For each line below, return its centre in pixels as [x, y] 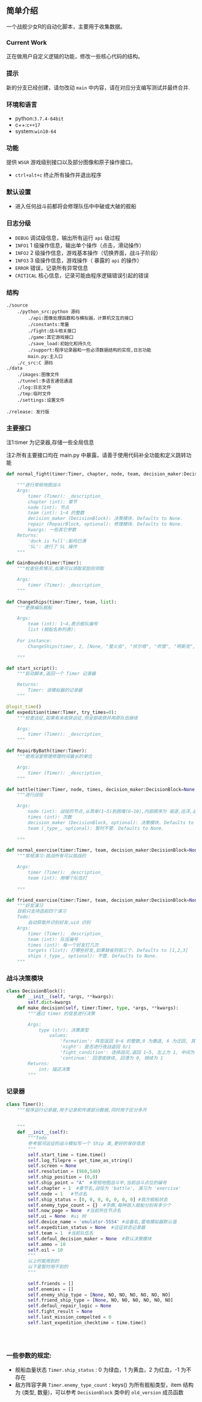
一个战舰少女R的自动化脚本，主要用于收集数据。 [66, 27]
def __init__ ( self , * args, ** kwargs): [66, 997]
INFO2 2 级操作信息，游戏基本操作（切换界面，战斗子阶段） [88, 252]
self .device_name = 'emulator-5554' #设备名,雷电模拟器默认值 [103, 1222]
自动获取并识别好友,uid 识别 [59, 923]
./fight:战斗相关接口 [52, 331]
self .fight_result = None [60, 1312]
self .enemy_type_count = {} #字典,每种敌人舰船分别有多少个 [99, 1205]
